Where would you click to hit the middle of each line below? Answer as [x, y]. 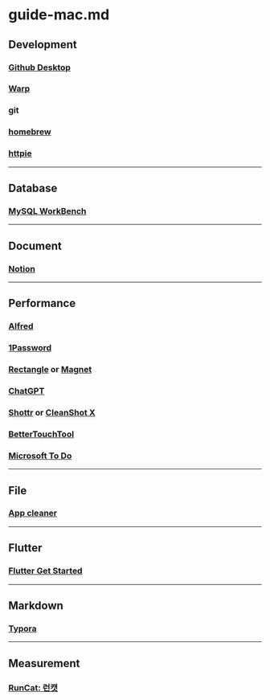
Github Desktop [39, 68]
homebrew [30, 132]
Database [33, 188]
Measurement [44, 663]
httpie [20, 154]
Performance [42, 303]
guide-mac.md [59, 15]
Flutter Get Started [45, 571]
